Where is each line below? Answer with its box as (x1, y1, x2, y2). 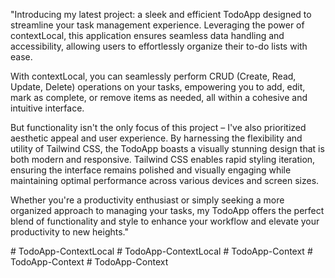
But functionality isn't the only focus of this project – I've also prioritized (10, 122, 307, 133)
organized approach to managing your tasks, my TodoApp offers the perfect (10, 205, 325, 216)
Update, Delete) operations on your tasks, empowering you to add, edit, (10, 81, 306, 93)
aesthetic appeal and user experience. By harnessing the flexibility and (10, 132, 303, 144)
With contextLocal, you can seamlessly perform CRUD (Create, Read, (10, 70, 297, 82)
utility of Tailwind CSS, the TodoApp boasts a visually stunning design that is (10, 143, 325, 154)
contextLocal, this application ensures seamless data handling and (10, 30, 285, 41)
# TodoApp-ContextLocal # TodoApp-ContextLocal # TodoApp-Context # (10, 245, 313, 257)
